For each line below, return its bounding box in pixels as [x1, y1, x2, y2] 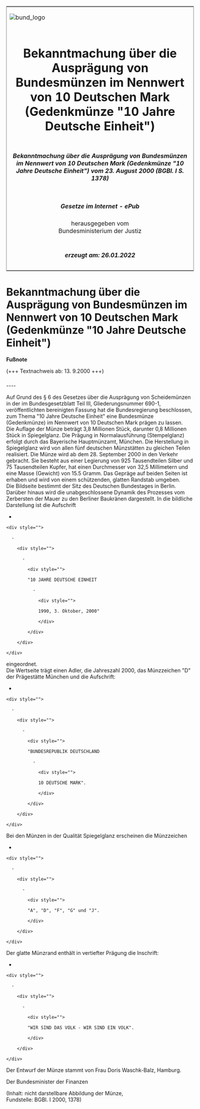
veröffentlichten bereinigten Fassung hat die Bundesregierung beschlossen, [6, 406, 192, 414]
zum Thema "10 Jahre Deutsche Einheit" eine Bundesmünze [6, 413, 154, 420]
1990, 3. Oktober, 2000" [37, 609, 100, 615]
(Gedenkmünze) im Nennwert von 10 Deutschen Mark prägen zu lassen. [6, 419, 183, 426]
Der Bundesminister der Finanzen [6, 1078, 88, 1086]
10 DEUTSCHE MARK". [37, 780, 86, 786]
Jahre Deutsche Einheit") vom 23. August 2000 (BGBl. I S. [15, 167, 185, 175]
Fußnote [6, 355, 28, 363]
